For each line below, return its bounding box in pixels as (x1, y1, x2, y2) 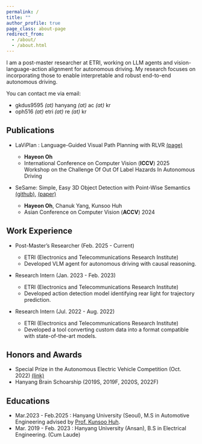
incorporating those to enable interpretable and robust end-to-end (6, 72, 171, 79)
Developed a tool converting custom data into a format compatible (24, 326, 189, 333)
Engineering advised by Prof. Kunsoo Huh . (14, 418, 121, 425)
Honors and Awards (6, 349, 83, 360)
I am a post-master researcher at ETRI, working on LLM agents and (6, 58, 173, 66)
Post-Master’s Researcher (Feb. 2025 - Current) (14, 242, 134, 249)
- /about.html (11, 43, 47, 49)
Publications (6, 125, 55, 136)
